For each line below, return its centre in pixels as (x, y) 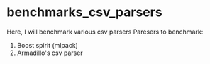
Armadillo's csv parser (50, 53)
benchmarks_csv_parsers (84, 12)
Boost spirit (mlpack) (48, 45)
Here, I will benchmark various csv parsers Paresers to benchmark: (105, 32)
